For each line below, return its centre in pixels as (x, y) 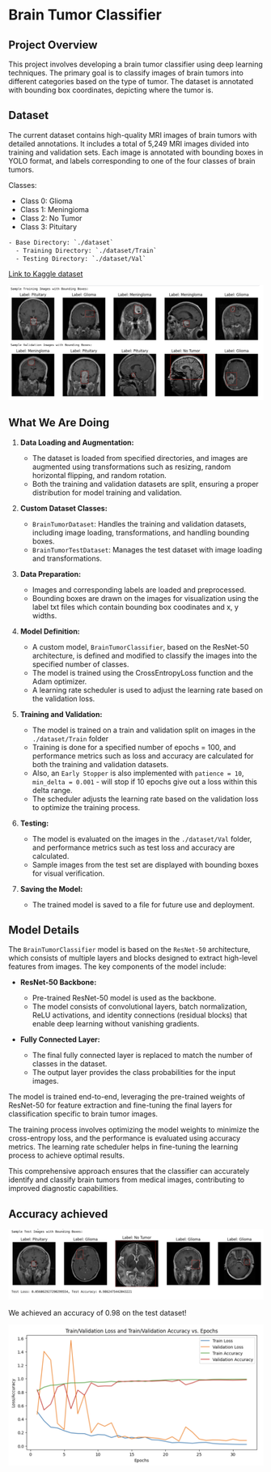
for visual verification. (68, 873)
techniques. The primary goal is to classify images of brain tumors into (126, 73)
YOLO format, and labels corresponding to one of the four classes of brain (132, 160)
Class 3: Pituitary (49, 226)
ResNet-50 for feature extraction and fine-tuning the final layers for (121, 1105)
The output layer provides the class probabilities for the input (134, 1073)
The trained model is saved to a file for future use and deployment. (143, 904)
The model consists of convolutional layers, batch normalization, (140, 1007)
